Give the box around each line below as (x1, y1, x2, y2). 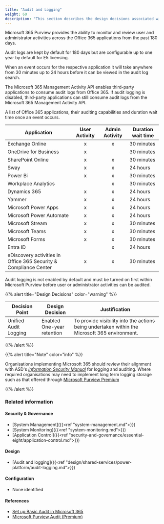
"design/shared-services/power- (65, 459, 132, 465)
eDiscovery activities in (7, 252, 61, 259)
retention (41, 330, 62, 336)
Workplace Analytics (7, 180, 55, 187)
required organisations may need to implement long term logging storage (5, 372, 152, 378)
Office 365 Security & (7, 258, 58, 265)
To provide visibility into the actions (74, 317, 155, 324)
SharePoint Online (7, 156, 49, 163)
